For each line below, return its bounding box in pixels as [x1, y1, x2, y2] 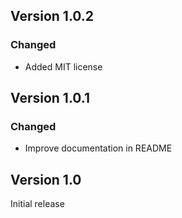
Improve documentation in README [24, 142, 173, 154]
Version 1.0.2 [10, 8, 95, 25]
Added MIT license [24, 60, 103, 73]
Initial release [10, 198, 65, 210]
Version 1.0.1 [10, 90, 91, 107]
